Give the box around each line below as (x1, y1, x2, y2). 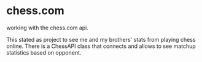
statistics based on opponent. (6, 48, 82, 56)
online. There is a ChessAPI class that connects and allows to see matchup (6, 42, 196, 50)
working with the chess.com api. (6, 24, 89, 31)
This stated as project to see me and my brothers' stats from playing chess (6, 36, 196, 43)
